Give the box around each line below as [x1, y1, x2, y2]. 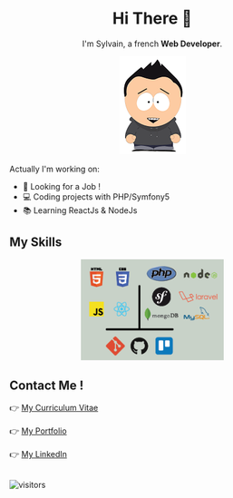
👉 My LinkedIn [9, 449, 68, 460]
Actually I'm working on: [9, 163, 100, 174]
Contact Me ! [9, 378, 84, 394]
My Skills [9, 235, 63, 250]
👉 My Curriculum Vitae [9, 403, 99, 414]
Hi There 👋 [112, 8, 193, 29]
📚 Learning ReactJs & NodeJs [22, 204, 138, 216]
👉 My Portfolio [9, 425, 67, 436]
